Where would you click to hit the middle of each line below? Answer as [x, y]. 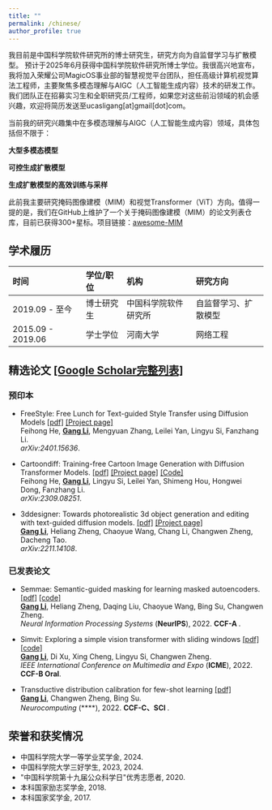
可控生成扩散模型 [37, 168]
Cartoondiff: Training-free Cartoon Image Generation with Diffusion [132, 463]
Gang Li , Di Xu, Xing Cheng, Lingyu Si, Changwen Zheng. [116, 657]
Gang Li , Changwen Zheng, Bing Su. [81, 698]
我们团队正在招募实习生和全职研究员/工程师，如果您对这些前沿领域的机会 [130, 96]
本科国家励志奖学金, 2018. [63, 787]
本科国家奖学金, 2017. [55, 797]
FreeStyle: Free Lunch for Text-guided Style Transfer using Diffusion [134, 413]
